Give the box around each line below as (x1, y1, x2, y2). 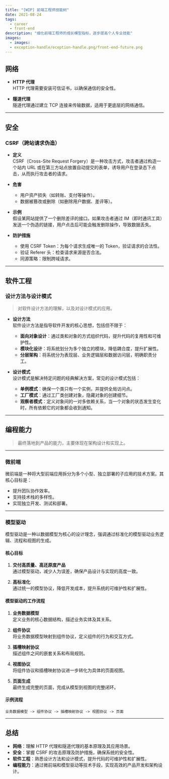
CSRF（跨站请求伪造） (5, 139, 60, 146)
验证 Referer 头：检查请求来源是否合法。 (20, 250, 104, 256)
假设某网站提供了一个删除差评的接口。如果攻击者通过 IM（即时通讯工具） (12, 215, 162, 221)
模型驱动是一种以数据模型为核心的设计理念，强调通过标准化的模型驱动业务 (5, 531, 159, 537)
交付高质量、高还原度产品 (12, 562, 66, 568)
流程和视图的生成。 (14, 537, 54, 543)
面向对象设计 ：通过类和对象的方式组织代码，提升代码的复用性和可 (20, 333, 157, 339)
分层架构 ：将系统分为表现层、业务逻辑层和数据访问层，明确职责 (20, 352, 152, 358)
